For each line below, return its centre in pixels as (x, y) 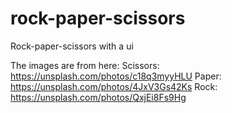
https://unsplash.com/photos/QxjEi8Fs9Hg (98, 97)
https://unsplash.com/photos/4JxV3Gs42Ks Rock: (114, 86)
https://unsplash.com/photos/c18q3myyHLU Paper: (116, 76)
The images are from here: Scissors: (85, 65)
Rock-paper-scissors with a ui (72, 46)
